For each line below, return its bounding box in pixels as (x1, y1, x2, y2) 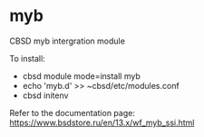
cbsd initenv (22, 90, 69, 101)
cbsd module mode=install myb (22, 70, 141, 82)
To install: (9, 53, 45, 64)
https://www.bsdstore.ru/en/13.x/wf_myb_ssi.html (9, 117, 195, 128)
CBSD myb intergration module (9, 35, 125, 46)
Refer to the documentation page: (9, 107, 136, 118)
